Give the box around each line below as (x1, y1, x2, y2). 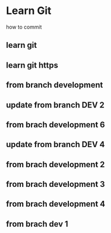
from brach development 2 (6, 159, 105, 169)
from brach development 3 (6, 179, 105, 189)
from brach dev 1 (6, 219, 68, 229)
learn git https (6, 60, 58, 70)
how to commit (6, 23, 42, 30)
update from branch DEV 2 (6, 100, 105, 110)
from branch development (6, 80, 103, 90)
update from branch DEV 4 (6, 140, 105, 149)
